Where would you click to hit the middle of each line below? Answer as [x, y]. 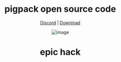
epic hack [60, 52]
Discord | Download [60, 23]
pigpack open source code [60, 9]
